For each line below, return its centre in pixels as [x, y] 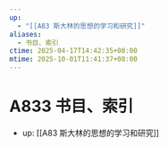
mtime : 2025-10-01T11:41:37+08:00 [74, 59]
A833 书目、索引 [71, 106]
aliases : [25, 34]
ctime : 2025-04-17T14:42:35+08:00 [74, 51]
